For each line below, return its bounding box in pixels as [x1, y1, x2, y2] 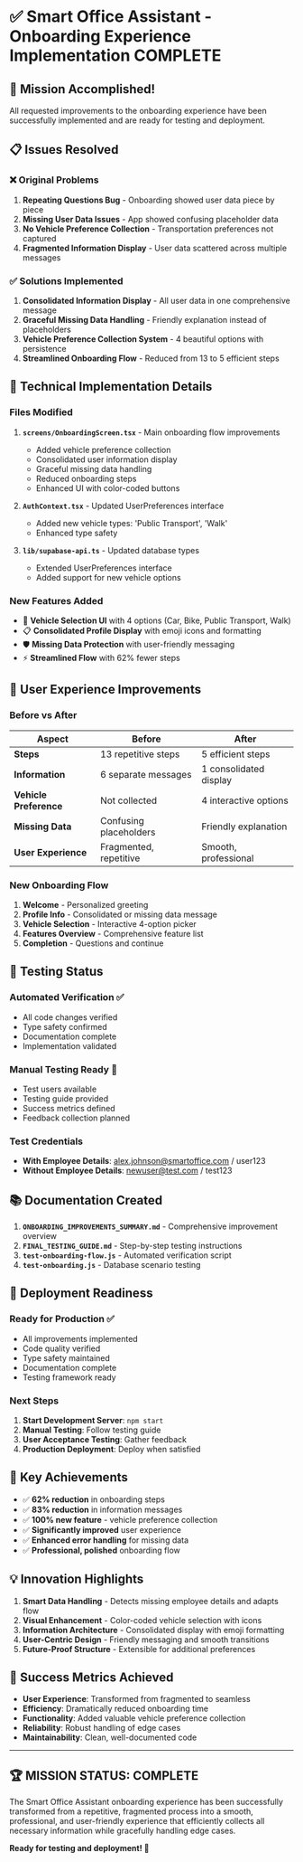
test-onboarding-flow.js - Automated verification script [22, 1250, 232, 1261]
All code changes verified [22, 1011, 118, 1023]
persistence [22, 343, 68, 354]
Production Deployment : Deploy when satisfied [22, 1444, 201, 1455]
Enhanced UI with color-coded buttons [35, 482, 180, 494]
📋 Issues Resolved [9, 142, 119, 157]
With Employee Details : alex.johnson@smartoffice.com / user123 [22, 1156, 266, 1167]
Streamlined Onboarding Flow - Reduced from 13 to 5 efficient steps [22, 353, 280, 364]
